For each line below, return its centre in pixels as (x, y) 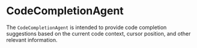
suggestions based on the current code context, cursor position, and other (98, 33)
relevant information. (32, 40)
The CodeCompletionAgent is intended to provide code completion (86, 27)
